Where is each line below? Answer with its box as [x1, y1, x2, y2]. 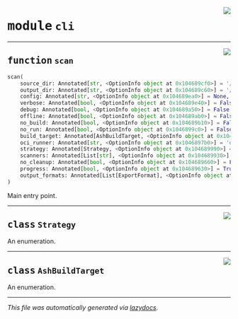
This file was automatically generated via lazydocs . [7, 303, 159, 312]
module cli [7, 18, 74, 34]
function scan [7, 55, 74, 66]
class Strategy [7, 219, 76, 231]
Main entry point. [7, 191, 57, 199]
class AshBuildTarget [7, 265, 105, 276]
